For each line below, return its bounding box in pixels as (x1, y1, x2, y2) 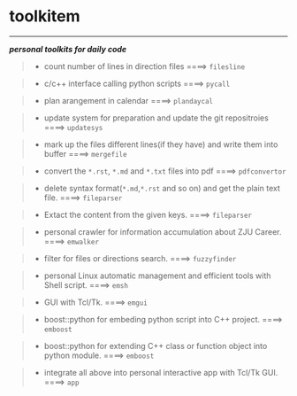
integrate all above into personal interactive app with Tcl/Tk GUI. (43, 367, 278, 377)
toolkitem (9, 6, 80, 27)
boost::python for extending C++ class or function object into (43, 340, 268, 351)
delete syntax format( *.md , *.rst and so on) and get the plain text (43, 182, 281, 193)
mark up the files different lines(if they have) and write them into (43, 139, 278, 150)
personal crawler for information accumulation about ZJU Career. (43, 226, 282, 237)
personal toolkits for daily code (9, 43, 127, 54)
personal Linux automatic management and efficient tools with (43, 270, 271, 281)
